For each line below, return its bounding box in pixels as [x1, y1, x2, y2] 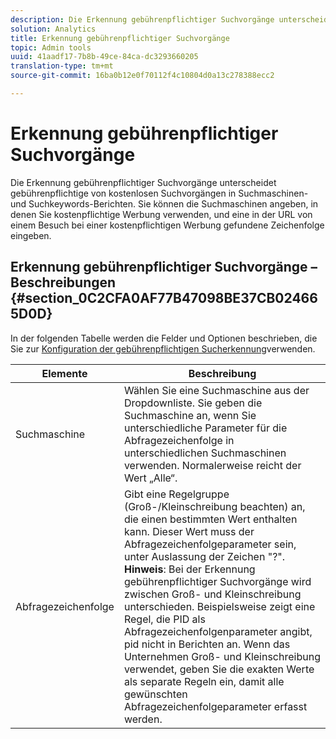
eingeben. [10, 229, 52, 241]
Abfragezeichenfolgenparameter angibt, [123, 624, 313, 638]
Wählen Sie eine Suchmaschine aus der [123, 383, 310, 397]
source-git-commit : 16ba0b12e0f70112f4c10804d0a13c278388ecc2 [10, 71, 275, 81]
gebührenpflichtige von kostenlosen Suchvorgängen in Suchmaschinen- [10, 187, 309, 199]
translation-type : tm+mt [10, 61, 114, 71]
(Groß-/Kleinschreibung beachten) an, [123, 499, 306, 513]
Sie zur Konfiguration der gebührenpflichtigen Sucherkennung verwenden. [10, 342, 316, 355]
